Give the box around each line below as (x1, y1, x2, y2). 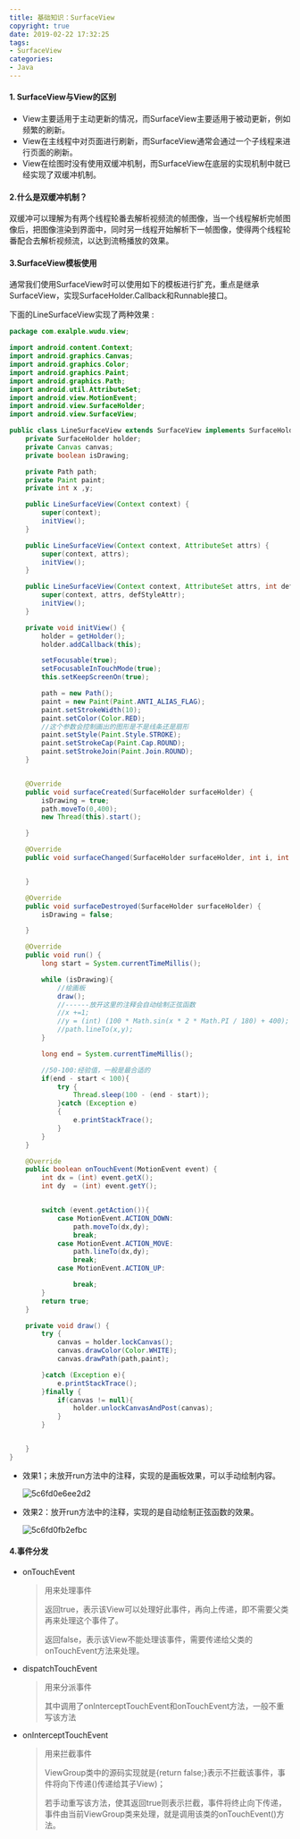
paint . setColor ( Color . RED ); (41, 713, 146, 723)
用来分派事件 (44, 1681, 92, 1692)
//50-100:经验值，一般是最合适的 (41, 1066, 151, 1075)
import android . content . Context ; (9, 344, 134, 353)
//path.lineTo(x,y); (56, 1026, 134, 1034)
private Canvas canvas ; (25, 442, 114, 452)
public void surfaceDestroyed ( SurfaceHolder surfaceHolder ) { (25, 901, 262, 911)
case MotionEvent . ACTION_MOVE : (56, 1239, 174, 1248)
